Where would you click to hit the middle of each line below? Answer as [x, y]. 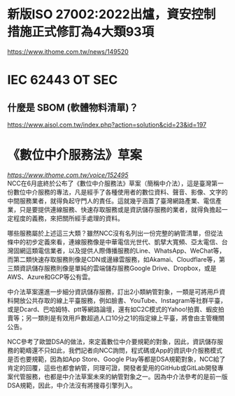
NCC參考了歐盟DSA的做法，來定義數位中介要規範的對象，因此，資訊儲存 [112, 341]
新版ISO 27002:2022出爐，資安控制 [112, 14]
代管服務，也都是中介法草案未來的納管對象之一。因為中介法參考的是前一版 [120, 376]
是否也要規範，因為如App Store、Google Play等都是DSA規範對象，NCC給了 [116, 359]
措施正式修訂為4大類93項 [81, 32]
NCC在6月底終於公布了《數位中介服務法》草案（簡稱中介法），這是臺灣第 [113, 183]
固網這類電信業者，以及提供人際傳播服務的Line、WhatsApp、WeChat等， [119, 250]
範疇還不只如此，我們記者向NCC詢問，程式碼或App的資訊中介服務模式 [121, 350]
